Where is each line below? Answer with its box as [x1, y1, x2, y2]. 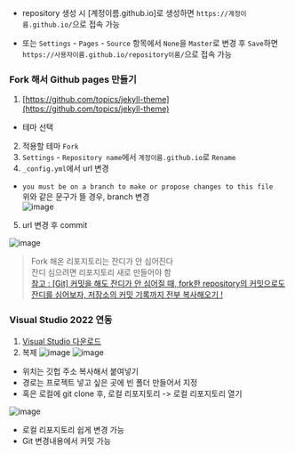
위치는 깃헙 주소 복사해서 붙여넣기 [21, 366, 140, 377]
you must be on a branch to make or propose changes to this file [21, 182, 274, 191]
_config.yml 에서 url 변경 [21, 163, 109, 174]
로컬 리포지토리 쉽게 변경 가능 [21, 424, 124, 434]
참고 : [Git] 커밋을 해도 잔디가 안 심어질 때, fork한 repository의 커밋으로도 [30, 279, 286, 289]
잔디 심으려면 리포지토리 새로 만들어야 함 [30, 267, 171, 278]
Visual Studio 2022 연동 [9, 314, 113, 327]
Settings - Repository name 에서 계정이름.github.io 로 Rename [21, 152, 236, 163]
